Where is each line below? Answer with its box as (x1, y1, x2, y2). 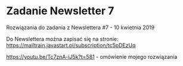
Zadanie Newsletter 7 (6, 4, 114, 18)
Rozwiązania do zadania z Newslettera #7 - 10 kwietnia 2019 (6, 24, 155, 31)
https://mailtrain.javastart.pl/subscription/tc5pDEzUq (6, 42, 136, 49)
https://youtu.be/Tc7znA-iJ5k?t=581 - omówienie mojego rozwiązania (6, 53, 178, 60)
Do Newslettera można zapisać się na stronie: (6, 35, 119, 42)
